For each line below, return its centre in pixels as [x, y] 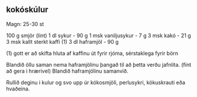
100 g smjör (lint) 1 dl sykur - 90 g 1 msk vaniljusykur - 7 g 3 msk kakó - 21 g [98, 35]
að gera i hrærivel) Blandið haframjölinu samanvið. [67, 71]
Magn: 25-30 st [25, 24]
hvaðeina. [18, 89]
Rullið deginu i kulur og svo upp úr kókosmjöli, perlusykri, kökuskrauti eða [96, 82]
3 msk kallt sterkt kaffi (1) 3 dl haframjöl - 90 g [62, 41]
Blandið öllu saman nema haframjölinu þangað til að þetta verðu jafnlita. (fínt [99, 64]
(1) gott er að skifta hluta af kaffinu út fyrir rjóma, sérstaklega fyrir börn [92, 53]
